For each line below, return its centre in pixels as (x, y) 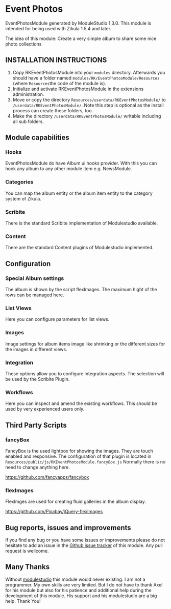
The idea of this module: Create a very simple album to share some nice (81, 38)
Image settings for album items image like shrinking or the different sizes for (85, 343)
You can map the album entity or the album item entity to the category (79, 193)
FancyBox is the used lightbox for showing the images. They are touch (79, 451)
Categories (19, 182)
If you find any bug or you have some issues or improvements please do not (85, 540)
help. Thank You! (23, 601)
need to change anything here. (38, 467)
